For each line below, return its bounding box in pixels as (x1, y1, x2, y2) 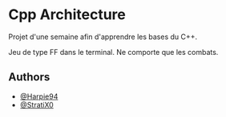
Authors (8, 70, 50, 84)
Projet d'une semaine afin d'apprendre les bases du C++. (8, 32, 198, 41)
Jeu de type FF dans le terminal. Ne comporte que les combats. (8, 47, 219, 57)
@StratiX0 (19, 99, 54, 109)
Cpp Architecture (8, 6, 126, 24)
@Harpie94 (19, 92, 59, 101)
